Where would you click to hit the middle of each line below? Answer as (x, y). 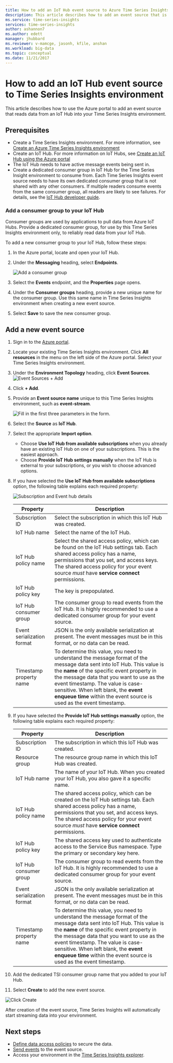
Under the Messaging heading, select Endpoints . (65, 262)
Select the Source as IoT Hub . (45, 424)
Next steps (23, 1031)
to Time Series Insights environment (84, 94)
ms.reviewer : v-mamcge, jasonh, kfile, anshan (56, 44)
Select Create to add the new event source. (59, 990)
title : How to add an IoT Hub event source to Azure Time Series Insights (87, 10)
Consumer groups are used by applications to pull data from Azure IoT (80, 222)
